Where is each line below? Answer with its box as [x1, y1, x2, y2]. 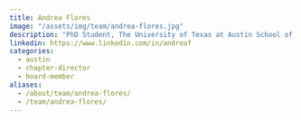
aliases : [9, 80, 42, 89]
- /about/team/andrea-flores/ [17, 88, 131, 97]
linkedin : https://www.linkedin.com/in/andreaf [9, 38, 193, 48]
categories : [9, 47, 54, 56]
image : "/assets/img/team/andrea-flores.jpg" [9, 22, 183, 31]
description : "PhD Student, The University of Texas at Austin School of [9, 30, 294, 39]
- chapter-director [17, 64, 91, 73]
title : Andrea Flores [9, 13, 91, 23]
